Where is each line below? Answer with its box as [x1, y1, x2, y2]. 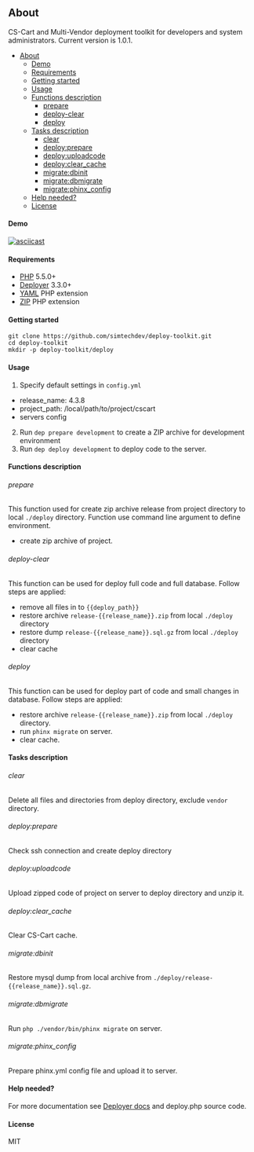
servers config [19, 412, 67, 421]
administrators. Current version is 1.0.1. [8, 35, 133, 45]
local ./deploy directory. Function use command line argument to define [8, 512, 241, 522]
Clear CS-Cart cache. [8, 930, 78, 940]
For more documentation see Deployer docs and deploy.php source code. [8, 1102, 247, 1111]
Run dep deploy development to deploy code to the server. [19, 444, 207, 453]
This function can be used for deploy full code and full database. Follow [8, 578, 241, 588]
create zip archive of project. [19, 536, 114, 545]
